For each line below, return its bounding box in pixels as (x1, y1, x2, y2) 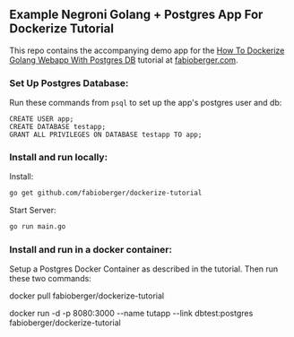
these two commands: (9, 273, 91, 284)
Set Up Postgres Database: (9, 76, 129, 89)
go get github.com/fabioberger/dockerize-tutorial (9, 188, 203, 198)
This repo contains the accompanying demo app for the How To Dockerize (9, 45, 285, 56)
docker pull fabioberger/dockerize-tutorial (9, 290, 164, 301)
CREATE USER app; (9, 115, 74, 124)
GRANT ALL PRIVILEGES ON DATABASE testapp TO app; (9, 130, 203, 140)
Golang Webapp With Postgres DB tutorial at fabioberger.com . (9, 54, 239, 65)
